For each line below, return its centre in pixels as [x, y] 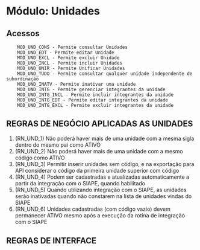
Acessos [23, 34]
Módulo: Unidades [53, 11]
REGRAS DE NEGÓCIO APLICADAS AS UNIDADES [100, 124]
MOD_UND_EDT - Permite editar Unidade [66, 53]
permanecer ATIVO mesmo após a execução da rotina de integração [100, 215]
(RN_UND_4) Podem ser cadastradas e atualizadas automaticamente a [102, 177]
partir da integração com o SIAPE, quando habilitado [80, 183]
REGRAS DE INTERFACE [52, 241]
